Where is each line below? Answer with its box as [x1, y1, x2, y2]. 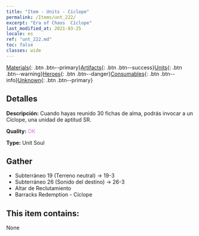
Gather [6, 156, 33, 166]
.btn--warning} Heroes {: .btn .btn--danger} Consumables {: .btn [6, 70, 160, 77]
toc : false [6, 42, 33, 48]
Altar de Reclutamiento [14, 185, 72, 192]
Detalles [6, 94, 38, 104]
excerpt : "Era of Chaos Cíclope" [6, 20, 93, 26]
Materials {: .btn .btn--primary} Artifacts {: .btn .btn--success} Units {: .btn [6, 64, 182, 71]
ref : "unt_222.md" [6, 36, 52, 42]
